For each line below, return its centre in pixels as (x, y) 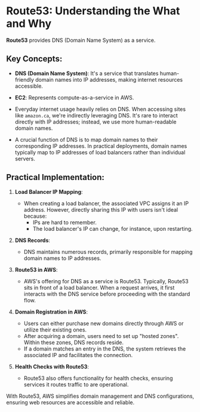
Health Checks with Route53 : (52, 366)
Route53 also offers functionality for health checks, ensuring (98, 378)
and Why (29, 24)
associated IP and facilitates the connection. (78, 355)
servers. (25, 159)
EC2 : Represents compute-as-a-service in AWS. (74, 97)
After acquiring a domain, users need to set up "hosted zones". (101, 336)
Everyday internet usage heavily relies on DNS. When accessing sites (100, 109)
